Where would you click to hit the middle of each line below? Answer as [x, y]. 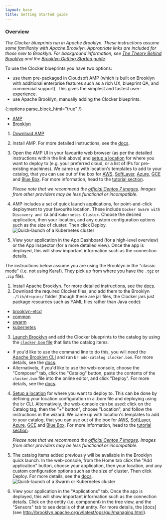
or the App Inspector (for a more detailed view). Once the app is [78, 245]
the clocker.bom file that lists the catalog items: [61, 342]
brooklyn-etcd [27, 311]
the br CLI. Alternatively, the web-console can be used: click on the [82, 404]
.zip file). [15, 276]
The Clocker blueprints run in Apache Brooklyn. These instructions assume [82, 42]
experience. [25, 94]
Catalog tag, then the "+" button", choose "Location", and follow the [82, 409]
